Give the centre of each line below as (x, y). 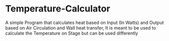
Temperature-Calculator (58, 9)
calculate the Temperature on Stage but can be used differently (72, 33)
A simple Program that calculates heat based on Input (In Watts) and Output (84, 22)
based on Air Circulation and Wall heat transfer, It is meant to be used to (81, 27)
